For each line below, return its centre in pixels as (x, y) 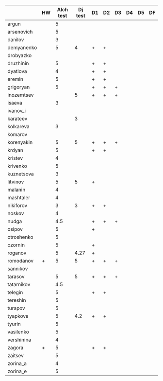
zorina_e (17, 371)
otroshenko (20, 237)
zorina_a (17, 363)
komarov (17, 134)
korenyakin (20, 142)
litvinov (16, 182)
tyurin (14, 324)
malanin (16, 190)
